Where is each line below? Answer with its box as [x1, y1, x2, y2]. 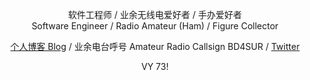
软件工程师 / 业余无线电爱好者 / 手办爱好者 [68, 9, 242, 20]
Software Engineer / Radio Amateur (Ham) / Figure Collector [31, 20, 279, 32]
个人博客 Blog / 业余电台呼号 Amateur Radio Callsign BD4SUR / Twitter [10, 41, 300, 52]
